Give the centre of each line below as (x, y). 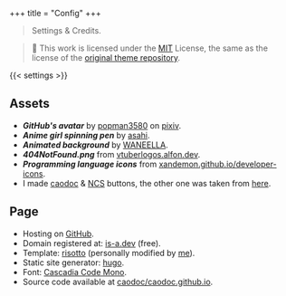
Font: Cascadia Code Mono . (75, 272)
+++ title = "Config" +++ (55, 13)
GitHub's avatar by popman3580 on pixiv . (102, 125)
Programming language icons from (90, 164)
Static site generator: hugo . (73, 263)
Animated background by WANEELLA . (95, 145)
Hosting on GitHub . (58, 234)
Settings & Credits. (66, 30)
